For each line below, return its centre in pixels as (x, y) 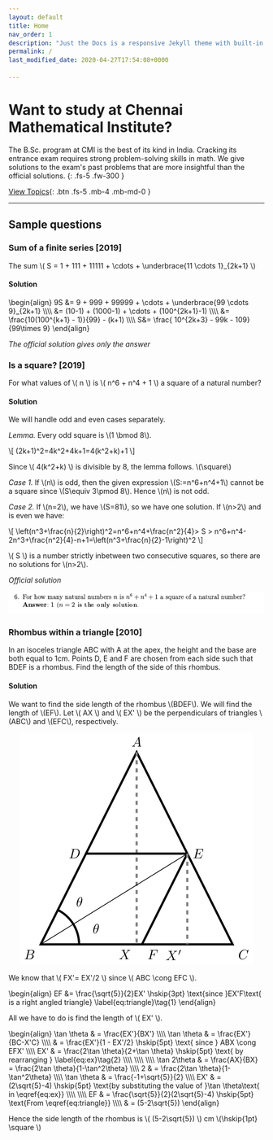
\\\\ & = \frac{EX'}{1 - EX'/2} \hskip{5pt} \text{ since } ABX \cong (149, 1042)
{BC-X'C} (24, 1042)
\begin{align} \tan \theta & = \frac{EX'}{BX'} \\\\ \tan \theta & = (112, 1033)
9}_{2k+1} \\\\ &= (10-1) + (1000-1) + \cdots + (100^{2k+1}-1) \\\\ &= (119, 311)
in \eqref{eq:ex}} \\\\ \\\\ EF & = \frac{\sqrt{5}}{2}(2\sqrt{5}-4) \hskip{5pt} (131, 1094)
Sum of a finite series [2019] (65, 248)
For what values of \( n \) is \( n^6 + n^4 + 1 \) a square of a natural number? (135, 383)
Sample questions (55, 225)
